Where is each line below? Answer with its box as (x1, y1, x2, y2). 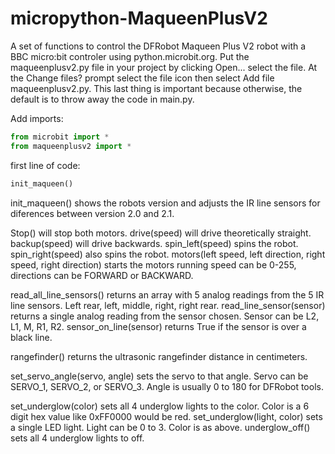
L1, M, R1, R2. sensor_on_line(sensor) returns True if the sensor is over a (10, 320, 307, 332)
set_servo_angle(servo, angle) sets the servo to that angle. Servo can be (10, 370, 309, 382)
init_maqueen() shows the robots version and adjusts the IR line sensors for (10, 197, 321, 209)
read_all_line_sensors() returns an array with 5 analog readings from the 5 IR (10, 288, 325, 301)
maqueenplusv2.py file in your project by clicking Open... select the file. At (10, 61, 318, 73)
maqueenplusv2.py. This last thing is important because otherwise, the (10, 82, 303, 94)
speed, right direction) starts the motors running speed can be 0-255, (10, 258, 297, 271)
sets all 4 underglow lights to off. (10, 432, 145, 444)
